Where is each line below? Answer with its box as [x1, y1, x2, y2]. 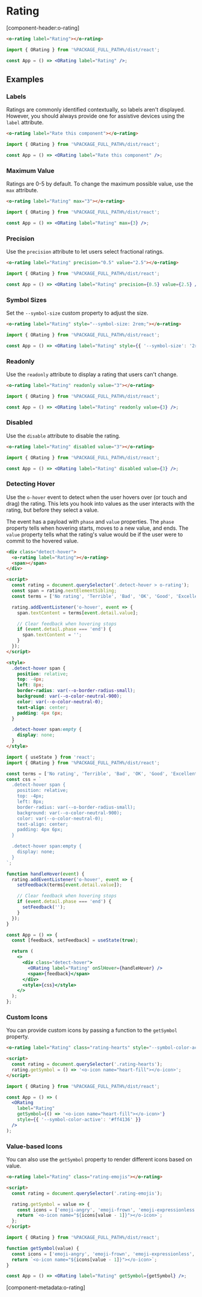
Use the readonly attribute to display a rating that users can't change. [6, 371, 179, 378]
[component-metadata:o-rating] [6, 1284, 85, 1291]
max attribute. [6, 187, 38, 194]
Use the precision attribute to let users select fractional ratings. [6, 248, 164, 256]
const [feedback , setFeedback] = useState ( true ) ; [11, 937, 138, 944]
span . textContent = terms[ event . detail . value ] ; [17, 610, 138, 616]
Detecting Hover [6, 480, 55, 488]
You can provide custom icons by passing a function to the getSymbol [6, 1026, 177, 1034]
